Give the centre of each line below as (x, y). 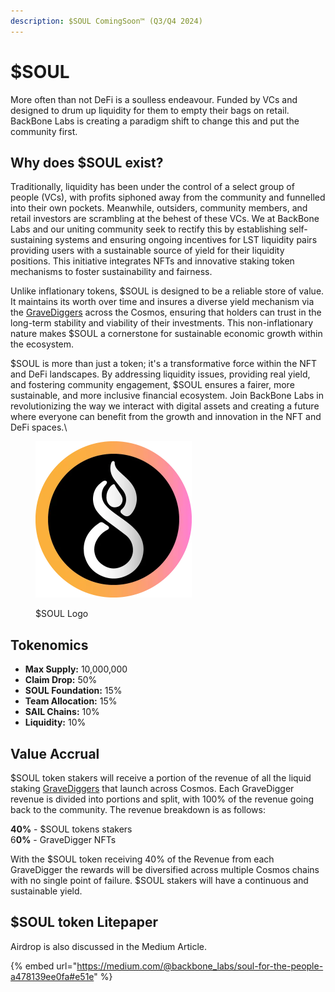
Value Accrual (55, 753)
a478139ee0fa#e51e (52, 976)
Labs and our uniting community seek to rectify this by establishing (148, 229)
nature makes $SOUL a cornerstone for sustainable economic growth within (166, 334)
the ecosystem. (42, 344)
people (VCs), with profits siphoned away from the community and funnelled (168, 197)
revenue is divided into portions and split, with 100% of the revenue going (162, 799)
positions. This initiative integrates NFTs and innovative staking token (152, 261)
